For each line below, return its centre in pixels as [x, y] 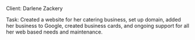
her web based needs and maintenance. [55, 32]
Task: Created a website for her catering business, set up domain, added [93, 19]
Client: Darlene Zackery [34, 8]
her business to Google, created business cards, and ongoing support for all [98, 26]
